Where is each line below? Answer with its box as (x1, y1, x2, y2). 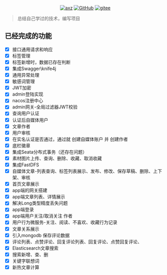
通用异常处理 (12, 72, 39, 78)
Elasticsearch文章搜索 (12, 245, 59, 251)
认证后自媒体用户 (12, 117, 49, 123)
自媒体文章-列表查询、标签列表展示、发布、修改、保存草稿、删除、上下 (12, 168, 162, 174)
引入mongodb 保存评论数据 (12, 232, 70, 238)
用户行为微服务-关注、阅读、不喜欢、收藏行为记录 (12, 219, 118, 225)
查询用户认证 (12, 110, 39, 117)
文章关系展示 (12, 225, 39, 232)
